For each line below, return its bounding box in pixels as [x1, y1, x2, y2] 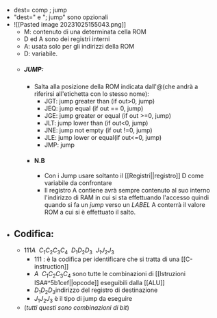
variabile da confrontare [44, 179, 112, 187]
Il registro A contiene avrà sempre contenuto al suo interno [44, 186, 210, 195]
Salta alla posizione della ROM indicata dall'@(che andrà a [34, 82, 199, 90]
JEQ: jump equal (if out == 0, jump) [44, 104, 144, 112]
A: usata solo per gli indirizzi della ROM [23, 42, 135, 50]
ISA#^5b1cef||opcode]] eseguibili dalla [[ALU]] [34, 278, 166, 286]
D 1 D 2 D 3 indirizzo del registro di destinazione [34, 286, 158, 295]
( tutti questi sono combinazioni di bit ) [23, 304, 129, 312]
